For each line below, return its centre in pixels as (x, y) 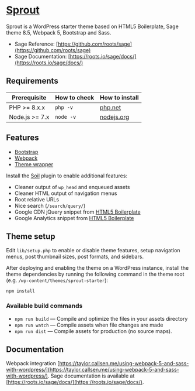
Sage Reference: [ (36, 44)
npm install (20, 291)
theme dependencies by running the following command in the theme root (95, 274)
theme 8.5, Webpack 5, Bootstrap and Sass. (59, 32)
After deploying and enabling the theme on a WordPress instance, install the (97, 268)
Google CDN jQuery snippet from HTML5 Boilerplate (78, 212)
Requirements (32, 81)
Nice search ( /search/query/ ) (50, 205)
